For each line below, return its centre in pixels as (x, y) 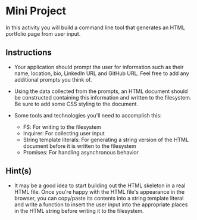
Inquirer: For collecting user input (64, 133)
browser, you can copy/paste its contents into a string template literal (99, 198)
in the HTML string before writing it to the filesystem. (79, 210)
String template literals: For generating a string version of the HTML (106, 140)
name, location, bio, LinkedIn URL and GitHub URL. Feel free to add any (101, 73)
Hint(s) (19, 171)
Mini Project (36, 11)
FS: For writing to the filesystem (62, 127)
